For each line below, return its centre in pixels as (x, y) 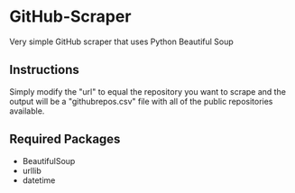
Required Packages (65, 139)
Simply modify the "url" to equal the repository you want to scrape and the (148, 91)
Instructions (44, 70)
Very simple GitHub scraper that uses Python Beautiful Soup (122, 41)
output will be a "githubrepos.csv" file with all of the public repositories (141, 101)
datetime (39, 180)
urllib (32, 170)
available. (27, 111)
